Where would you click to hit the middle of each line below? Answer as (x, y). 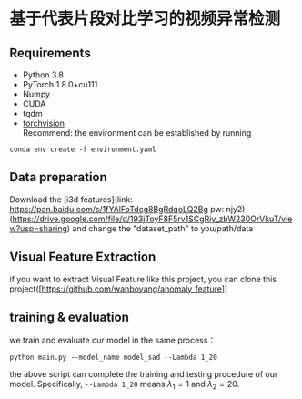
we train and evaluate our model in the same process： (113, 340)
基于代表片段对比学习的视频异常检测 (145, 19)
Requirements (50, 52)
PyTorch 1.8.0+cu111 (60, 84)
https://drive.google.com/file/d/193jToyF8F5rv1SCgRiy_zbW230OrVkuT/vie (152, 219)
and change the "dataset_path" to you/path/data (163, 228)
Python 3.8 (43, 75)
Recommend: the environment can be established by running (137, 133)
